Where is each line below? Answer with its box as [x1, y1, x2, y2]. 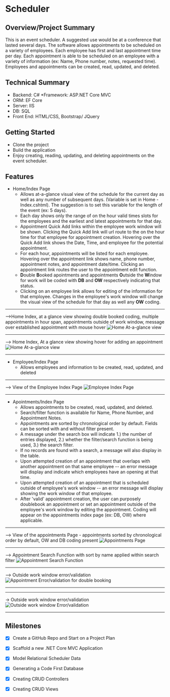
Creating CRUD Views [12, 686, 59, 692]
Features [5, 172, 34, 181]
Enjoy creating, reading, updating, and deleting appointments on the [12, 152, 155, 158]
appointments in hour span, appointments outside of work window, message [5, 319, 165, 325]
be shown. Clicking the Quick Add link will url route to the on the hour [20, 229, 165, 235]
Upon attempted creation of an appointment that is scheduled [20, 480, 149, 486]
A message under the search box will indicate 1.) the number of [20, 431, 152, 437]
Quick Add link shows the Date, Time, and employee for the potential [20, 239, 163, 246]
